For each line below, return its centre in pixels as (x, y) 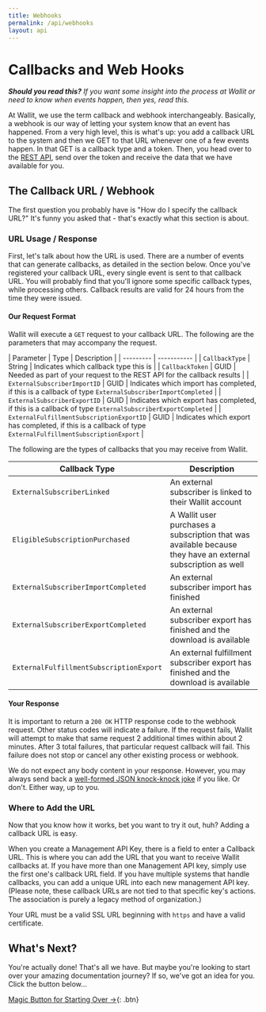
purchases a (193, 524)
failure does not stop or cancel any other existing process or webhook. (123, 755)
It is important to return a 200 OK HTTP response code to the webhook (122, 721)
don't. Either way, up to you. (54, 787)
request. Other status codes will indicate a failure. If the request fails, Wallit (130, 730)
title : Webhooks (35, 15)
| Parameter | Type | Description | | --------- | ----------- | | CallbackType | (129, 358)
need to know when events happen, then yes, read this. (99, 100)
